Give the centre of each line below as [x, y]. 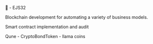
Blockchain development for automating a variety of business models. [76, 17]
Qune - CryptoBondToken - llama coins [45, 36]
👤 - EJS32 [16, 8]
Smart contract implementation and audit [47, 27]
